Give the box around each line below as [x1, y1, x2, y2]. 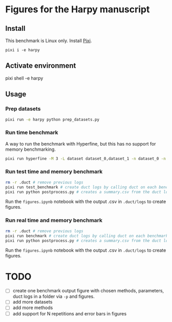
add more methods [12, 305, 53, 311]
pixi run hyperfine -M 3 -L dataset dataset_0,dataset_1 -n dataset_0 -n [5, 156, 166, 161]
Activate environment [5, 62, 76, 70]
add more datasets [12, 299, 53, 305]
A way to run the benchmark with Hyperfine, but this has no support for [5, 140, 156, 147]
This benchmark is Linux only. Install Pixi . [5, 37, 92, 44]
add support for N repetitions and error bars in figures [12, 310, 127, 316]
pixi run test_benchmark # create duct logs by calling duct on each [5, 185, 157, 190]
